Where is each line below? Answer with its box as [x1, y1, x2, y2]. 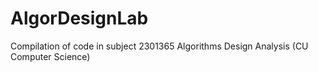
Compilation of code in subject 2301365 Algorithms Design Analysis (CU [10, 40, 309, 52]
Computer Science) [10, 50, 91, 62]
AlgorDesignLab [10, 7, 149, 30]
